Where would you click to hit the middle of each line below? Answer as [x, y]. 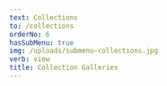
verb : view [30, 59]
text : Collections [44, 17]
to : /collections [42, 26]
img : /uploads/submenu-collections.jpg [84, 51]
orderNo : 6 [30, 34]
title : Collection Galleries [64, 68]
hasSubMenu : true [42, 43]
